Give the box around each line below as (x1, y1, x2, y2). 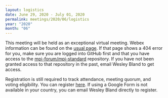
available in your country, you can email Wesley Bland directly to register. (5, 87, 158, 93)
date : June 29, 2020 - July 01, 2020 (5, 12, 85, 17)
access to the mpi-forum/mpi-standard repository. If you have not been (5, 56, 154, 62)
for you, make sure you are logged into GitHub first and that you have (5, 51, 150, 57)
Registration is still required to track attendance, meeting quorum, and (5, 76, 151, 82)
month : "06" (5, 26, 30, 31)
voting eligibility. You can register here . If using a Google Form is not (5, 81, 148, 88)
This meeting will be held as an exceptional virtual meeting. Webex (5, 40, 144, 46)
